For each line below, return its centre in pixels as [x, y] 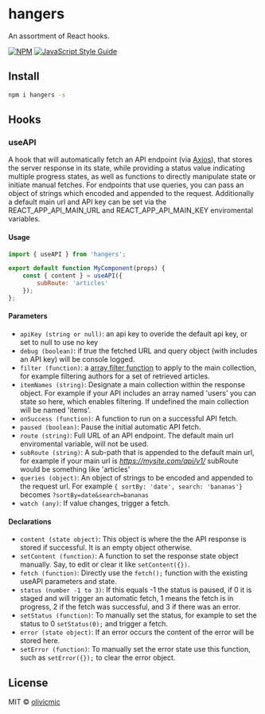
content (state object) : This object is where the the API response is [133, 539]
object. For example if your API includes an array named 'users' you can [138, 393]
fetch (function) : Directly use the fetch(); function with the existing [134, 573]
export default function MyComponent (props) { [87, 269]
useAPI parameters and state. [68, 582]
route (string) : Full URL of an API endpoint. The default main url [127, 435]
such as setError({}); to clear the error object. [97, 657]
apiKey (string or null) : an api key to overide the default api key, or [134, 333]
